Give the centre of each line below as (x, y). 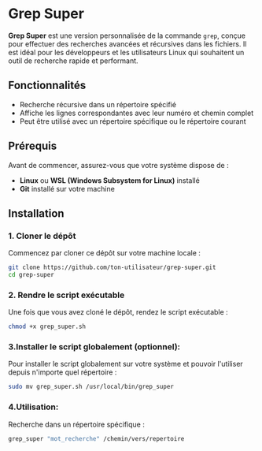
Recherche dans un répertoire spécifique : (77, 424)
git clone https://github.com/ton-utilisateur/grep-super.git (112, 268)
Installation (36, 213)
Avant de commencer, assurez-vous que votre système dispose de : (119, 165)
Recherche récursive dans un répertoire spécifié (98, 104)
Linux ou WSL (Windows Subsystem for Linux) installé (110, 180)
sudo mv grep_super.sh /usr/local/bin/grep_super (91, 387)
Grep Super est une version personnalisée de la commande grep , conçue (127, 35)
